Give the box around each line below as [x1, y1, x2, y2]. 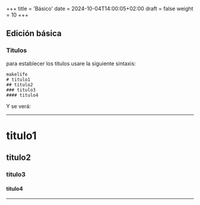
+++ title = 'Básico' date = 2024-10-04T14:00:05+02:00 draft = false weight [6, 5, 193, 12]
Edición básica [6, 29, 62, 39]
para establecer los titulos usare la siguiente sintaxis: [6, 59, 136, 67]
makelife [6, 71, 28, 77]
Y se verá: [6, 102, 31, 109]
